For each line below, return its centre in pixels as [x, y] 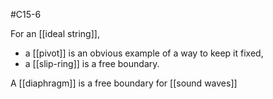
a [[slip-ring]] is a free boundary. [92, 63]
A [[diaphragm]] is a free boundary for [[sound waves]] [124, 83]
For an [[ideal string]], [55, 33]
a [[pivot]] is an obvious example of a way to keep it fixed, [144, 53]
